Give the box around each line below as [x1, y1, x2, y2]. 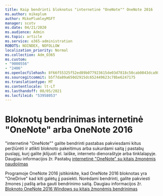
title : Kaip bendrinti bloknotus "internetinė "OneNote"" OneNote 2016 [5, 7, 153, 12]
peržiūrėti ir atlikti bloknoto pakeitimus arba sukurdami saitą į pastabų [5, 145, 144, 151]
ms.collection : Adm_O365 [5, 52, 55, 57]
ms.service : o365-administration [5, 39, 73, 44]
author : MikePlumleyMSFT [5, 16, 55, 21]
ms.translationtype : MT [5, 79, 53, 84]
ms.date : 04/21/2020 [5, 25, 47, 30]
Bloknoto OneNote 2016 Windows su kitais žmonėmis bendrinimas [5, 186, 138, 192]
